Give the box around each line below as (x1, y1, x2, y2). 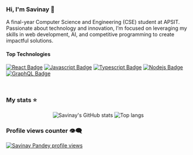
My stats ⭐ (6, 96, 37, 104)
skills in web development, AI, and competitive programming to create (6, 31, 174, 38)
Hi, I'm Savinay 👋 (6, 5, 55, 13)
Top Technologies (6, 50, 51, 57)
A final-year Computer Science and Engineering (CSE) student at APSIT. (6, 19, 180, 26)
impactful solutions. (6, 37, 54, 44)
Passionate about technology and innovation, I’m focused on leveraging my (6, 25, 187, 32)
